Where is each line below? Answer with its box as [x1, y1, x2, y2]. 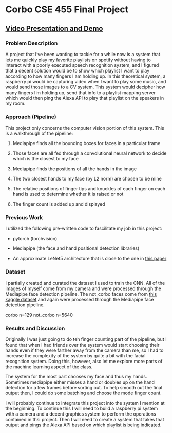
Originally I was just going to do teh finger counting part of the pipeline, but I [5, 336, 167, 342]
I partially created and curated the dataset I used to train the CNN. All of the [5, 280, 165, 286]
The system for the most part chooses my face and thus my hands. [5, 374, 147, 380]
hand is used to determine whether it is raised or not [12, 191, 124, 197]
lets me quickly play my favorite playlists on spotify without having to [5, 57, 151, 63]
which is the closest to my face [12, 156, 79, 162]
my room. [5, 100, 26, 106]
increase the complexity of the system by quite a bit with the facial [5, 353, 146, 359]
